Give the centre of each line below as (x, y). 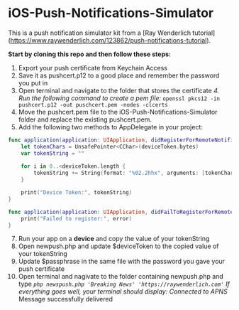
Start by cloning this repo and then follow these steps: (89, 54)
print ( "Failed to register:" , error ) (77, 218)
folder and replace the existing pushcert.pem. (85, 119)
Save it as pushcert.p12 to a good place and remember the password (119, 75)
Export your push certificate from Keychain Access (93, 68)
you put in (33, 82)
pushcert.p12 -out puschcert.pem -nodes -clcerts (93, 105)
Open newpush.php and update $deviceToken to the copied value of (118, 246)
